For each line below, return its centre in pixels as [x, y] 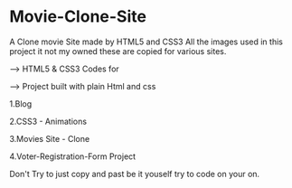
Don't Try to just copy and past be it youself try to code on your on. [135, 174]
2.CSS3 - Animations [48, 121]
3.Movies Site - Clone [50, 138]
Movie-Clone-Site [78, 17]
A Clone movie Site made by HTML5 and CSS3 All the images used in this [146, 42]
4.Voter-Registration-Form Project [73, 156]
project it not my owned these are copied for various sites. [118, 51]
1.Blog [21, 103]
